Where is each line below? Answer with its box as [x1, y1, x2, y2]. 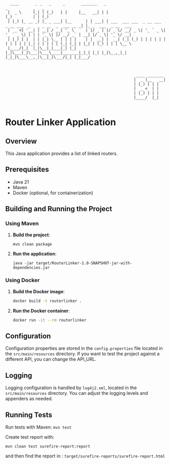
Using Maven [5, 220, 39, 227]
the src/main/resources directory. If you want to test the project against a [5, 351, 160, 357]
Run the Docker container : [12, 308, 70, 314]
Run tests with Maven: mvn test [5, 424, 72, 430]
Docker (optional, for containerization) [12, 190, 94, 196]
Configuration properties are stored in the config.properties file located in [5, 345, 163, 352]
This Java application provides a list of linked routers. [5, 150, 118, 156]
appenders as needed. [5, 396, 53, 402]
